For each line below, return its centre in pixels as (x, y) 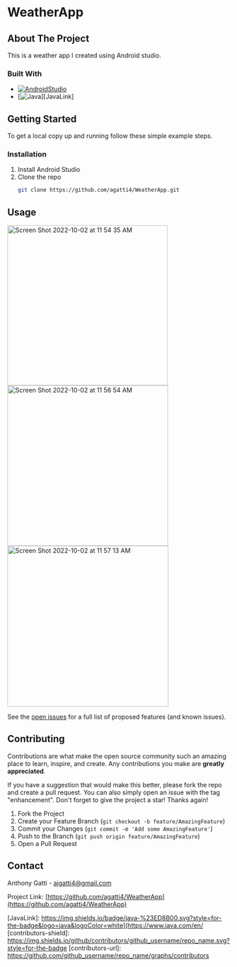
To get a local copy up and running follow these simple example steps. (110, 136)
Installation (27, 154)
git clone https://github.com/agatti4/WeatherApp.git (98, 190)
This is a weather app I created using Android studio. (84, 55)
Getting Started (42, 118)
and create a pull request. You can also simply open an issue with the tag (114, 792)
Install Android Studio (49, 170)
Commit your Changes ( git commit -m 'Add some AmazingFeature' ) (115, 828)
